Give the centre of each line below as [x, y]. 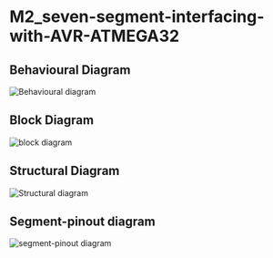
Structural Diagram [65, 171]
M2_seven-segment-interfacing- [137, 17]
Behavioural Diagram [70, 70]
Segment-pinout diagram [83, 222]
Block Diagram [51, 120]
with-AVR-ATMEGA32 [95, 36]
